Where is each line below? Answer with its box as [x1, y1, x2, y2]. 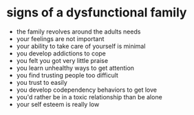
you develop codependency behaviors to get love [16, 86, 158, 94]
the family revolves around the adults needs [16, 27, 141, 36]
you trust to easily [16, 78, 68, 86]
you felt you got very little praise [16, 56, 108, 64]
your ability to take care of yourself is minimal [16, 42, 146, 50]
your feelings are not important [16, 34, 105, 42]
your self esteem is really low [16, 100, 100, 108]
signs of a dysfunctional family [6, 5, 187, 21]
